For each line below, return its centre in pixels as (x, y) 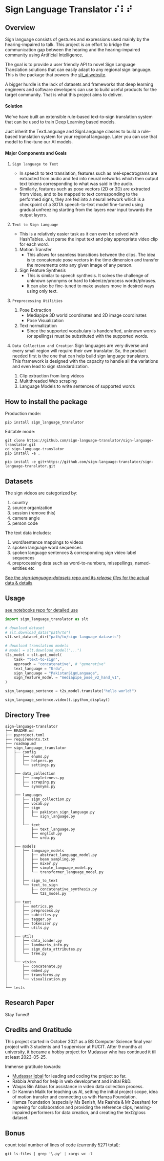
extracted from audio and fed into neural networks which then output (89, 179)
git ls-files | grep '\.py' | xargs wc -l (49, 1154)
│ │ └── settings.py (30, 765)
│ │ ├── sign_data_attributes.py (43, 949)
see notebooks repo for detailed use (41, 610)
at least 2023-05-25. (26, 1057)
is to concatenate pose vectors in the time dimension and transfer (93, 260)
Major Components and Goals (36, 153)
